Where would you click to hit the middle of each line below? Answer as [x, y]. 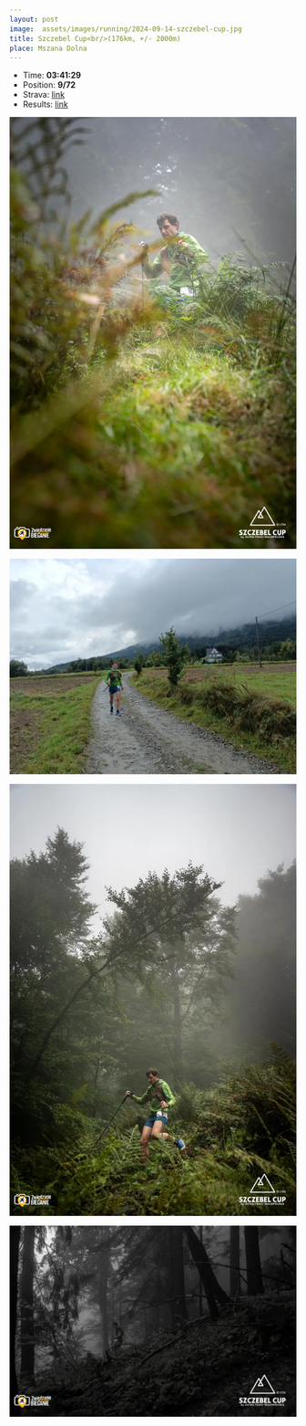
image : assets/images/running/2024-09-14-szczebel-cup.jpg [126, 29]
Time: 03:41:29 [52, 75]
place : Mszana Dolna [49, 48]
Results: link [45, 104]
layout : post [34, 19]
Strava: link [44, 95]
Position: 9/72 [49, 85]
